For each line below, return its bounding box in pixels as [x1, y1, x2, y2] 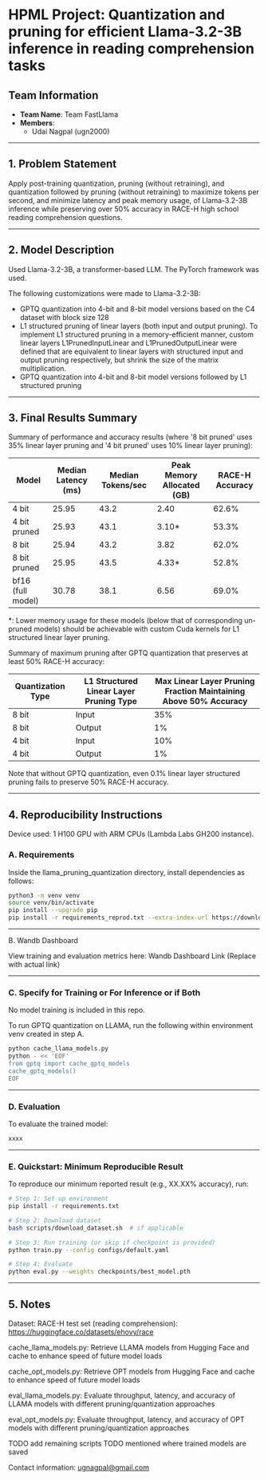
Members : [19, 118, 55, 127]
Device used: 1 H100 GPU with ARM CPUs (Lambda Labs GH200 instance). [8, 830, 254, 839]
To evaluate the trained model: [8, 1119, 108, 1129]
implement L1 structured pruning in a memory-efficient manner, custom [19, 330, 254, 339]
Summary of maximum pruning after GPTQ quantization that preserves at [8, 648, 249, 658]
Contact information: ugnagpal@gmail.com [8, 1462, 150, 1472]
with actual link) [8, 960, 61, 970]
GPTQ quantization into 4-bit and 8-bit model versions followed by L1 [19, 372, 247, 382]
